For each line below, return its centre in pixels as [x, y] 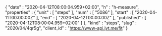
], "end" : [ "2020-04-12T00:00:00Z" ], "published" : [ [91, 18]
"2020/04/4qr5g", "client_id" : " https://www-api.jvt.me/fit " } [66, 28]
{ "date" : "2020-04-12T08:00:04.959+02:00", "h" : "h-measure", [72, 7]
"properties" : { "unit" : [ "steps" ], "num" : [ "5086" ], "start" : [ [69, 12]
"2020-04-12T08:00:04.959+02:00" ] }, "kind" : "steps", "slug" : [71, 23]
